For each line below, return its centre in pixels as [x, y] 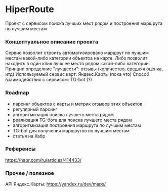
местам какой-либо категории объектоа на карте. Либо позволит [76, 58]
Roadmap [17, 93]
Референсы [20, 149]
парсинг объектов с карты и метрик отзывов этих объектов [77, 104]
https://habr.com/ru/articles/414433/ [44, 160]
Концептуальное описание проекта [52, 41]
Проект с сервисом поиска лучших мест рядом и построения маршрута [84, 23]
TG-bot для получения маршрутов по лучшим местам [71, 130]
